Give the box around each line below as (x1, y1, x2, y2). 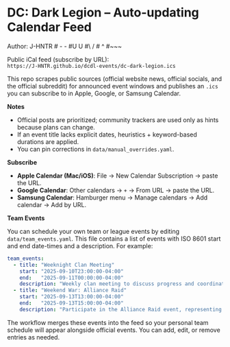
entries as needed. (7, 333, 60, 341)
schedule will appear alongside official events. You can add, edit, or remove (7, 326, 220, 334)
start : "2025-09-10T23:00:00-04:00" (19, 267, 125, 275)
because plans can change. (16, 123, 96, 131)
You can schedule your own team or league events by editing (7, 227, 180, 235)
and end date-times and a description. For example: (7, 241, 153, 250)
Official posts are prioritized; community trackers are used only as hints (16, 115, 219, 124)
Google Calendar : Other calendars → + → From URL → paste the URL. (16, 186, 215, 194)
